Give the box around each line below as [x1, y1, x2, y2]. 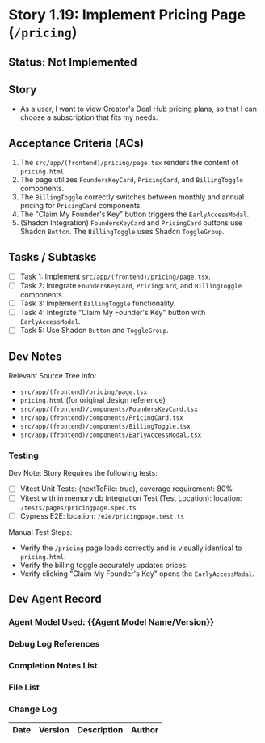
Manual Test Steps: [8, 527, 73, 536]
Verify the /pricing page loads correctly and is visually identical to [19, 543, 242, 553]
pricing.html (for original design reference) [19, 395, 166, 405]
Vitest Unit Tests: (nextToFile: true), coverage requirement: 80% [19, 484, 233, 493]
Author [130, 724, 159, 735]
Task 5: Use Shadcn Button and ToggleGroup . [19, 326, 170, 335]
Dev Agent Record [8, 592, 103, 606]
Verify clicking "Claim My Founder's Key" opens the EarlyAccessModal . [19, 569, 254, 579]
